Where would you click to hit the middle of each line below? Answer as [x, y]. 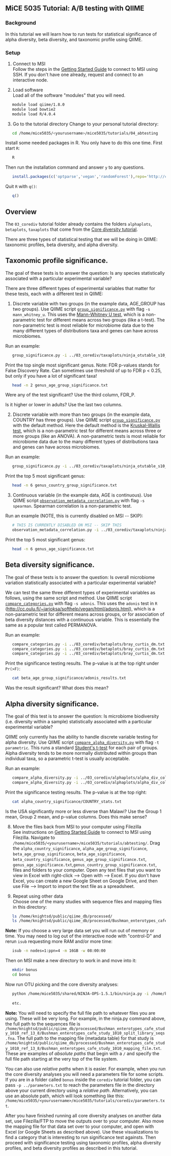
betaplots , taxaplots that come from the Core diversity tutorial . [72, 229]
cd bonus [21, 975]
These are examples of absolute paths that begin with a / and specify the [82, 1053]
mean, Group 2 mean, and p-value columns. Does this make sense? [76, 817]
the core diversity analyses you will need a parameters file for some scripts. [85, 1074]
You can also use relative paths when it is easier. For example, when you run [85, 1069]
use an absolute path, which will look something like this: [65, 1096]
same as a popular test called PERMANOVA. [51, 625]
